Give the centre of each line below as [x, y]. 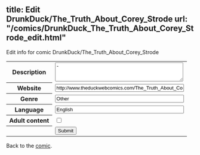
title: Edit [23, 10]
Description [29, 72]
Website [29, 88]
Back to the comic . [29, 145]
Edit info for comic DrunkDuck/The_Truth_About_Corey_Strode [83, 52]
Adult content [29, 120]
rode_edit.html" [36, 38]
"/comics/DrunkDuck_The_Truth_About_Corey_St [100, 28]
